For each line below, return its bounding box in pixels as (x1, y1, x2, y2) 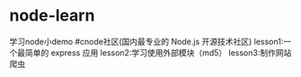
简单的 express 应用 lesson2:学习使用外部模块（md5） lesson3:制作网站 (24, 47, 292, 58)
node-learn (9, 5, 95, 26)
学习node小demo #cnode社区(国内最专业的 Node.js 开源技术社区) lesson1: (9, 36, 284, 47)
